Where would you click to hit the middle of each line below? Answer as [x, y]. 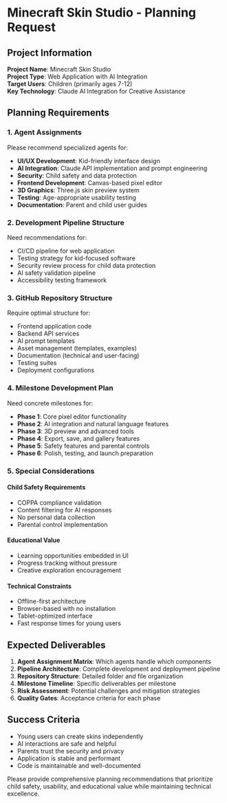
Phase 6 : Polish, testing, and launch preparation [85, 453]
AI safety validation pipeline [56, 273]
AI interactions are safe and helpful [67, 743]
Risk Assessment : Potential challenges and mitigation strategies [109, 691]
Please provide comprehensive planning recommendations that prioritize [110, 779]
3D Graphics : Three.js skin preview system [78, 190]
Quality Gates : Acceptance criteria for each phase [89, 698]
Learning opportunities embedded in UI [73, 555]
